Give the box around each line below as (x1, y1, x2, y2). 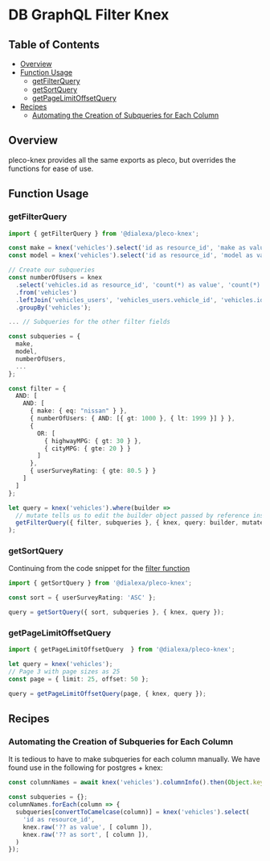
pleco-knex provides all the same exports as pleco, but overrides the (8, 155, 236, 164)
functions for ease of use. (8, 164, 94, 173)
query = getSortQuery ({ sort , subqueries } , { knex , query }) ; (8, 608, 225, 617)
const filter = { (8, 384, 67, 392)
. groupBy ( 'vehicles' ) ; (15, 304, 92, 312)
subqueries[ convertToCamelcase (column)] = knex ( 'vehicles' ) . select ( (15, 808, 250, 817)
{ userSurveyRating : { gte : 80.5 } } (29, 467, 157, 475)
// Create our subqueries (8, 266, 95, 275)
